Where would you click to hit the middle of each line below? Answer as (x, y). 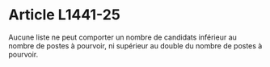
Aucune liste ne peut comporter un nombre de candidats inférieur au (122, 37)
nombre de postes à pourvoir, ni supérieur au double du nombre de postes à (135, 45)
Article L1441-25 (65, 15)
